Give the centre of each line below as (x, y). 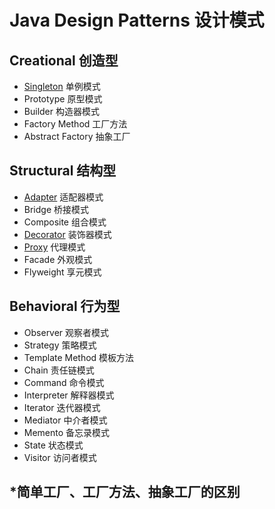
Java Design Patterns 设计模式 (137, 20)
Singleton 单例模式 (62, 86)
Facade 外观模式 (58, 259)
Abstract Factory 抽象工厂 (77, 136)
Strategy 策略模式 (60, 345)
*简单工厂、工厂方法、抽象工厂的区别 (125, 492)
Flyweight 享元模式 (62, 272)
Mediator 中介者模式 (65, 420)
